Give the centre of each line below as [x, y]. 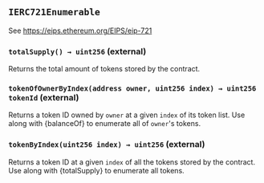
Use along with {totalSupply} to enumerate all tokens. [96, 170]
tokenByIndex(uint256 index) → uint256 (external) [107, 144]
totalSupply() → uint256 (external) [77, 51]
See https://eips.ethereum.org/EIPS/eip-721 [80, 31]
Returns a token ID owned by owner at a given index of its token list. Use [127, 115]
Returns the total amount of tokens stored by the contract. [104, 69]
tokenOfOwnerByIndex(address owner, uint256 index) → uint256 [132, 89]
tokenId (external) [44, 98]
